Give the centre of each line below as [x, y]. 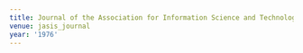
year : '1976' [34, 34]
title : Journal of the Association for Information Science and [133, 18]
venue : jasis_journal [50, 26]
